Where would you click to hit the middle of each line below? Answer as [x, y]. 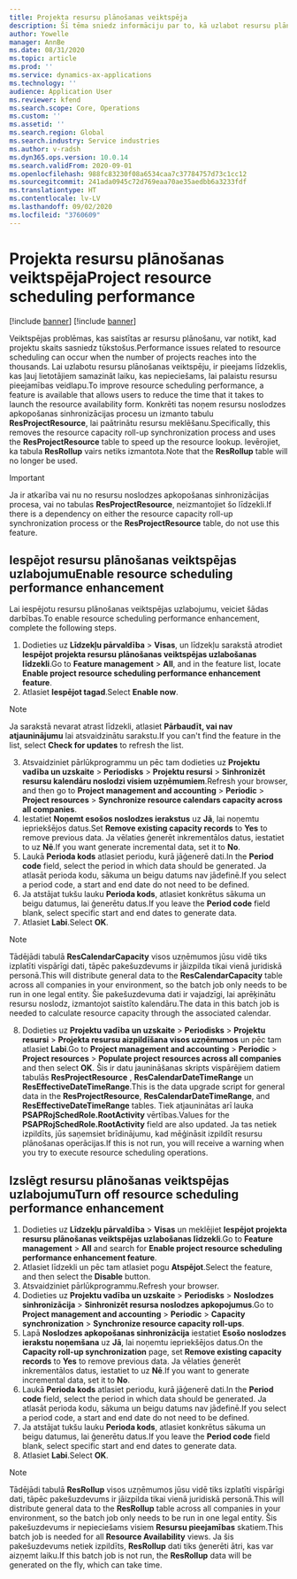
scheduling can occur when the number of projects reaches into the [133, 357]
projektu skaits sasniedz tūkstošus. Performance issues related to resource [145, 347]
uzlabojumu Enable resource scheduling [121, 573]
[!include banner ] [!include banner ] [73, 321]
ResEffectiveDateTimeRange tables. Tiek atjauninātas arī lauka [137, 1106]
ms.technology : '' [43, 83]
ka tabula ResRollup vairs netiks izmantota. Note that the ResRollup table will [148, 451]
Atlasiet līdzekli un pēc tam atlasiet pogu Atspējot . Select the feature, [147, 1267]
